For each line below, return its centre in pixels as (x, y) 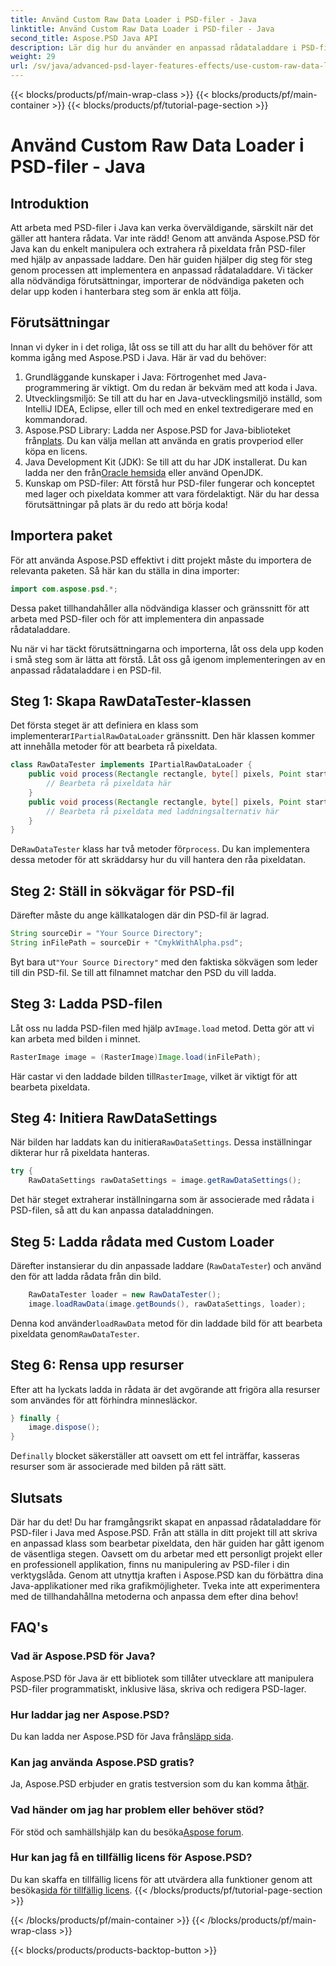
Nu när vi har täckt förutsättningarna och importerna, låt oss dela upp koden (167, 648)
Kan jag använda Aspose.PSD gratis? (102, 1762)
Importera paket (61, 536)
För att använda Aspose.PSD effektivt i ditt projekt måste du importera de (161, 560)
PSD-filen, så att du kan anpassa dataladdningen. (112, 1210)
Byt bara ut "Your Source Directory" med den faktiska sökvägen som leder (164, 962)
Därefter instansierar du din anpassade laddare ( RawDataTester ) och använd (166, 1265)
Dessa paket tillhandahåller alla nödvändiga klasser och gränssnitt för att (160, 608)
